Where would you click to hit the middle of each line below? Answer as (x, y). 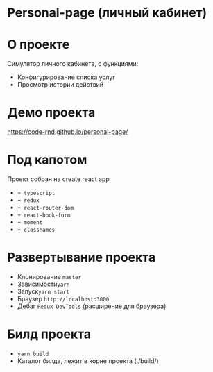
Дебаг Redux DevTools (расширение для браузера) (92, 306)
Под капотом (47, 160)
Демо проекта (51, 113)
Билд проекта (49, 334)
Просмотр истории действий (60, 85)
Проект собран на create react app (58, 179)
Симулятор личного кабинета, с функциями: (73, 64)
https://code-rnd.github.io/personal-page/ (68, 132)
